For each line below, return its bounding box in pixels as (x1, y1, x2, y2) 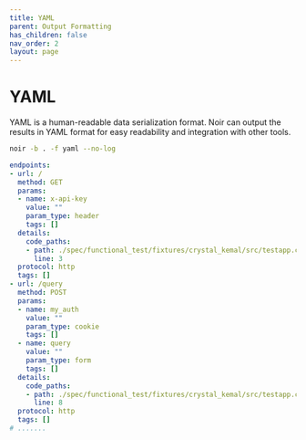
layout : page (9, 47, 59, 57)
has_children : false (9, 30, 88, 39)
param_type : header (25, 212, 100, 221)
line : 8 (33, 398, 64, 407)
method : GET (17, 177, 64, 187)
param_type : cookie (25, 321, 100, 331)
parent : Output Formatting (9, 22, 112, 31)
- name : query (17, 339, 71, 348)
